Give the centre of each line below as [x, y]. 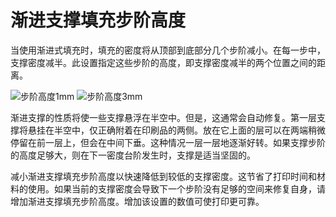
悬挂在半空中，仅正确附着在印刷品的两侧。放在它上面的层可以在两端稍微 [176, 130]
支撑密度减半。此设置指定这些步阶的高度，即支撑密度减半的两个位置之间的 [163, 62]
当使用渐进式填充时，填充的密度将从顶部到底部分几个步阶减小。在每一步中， [168, 50]
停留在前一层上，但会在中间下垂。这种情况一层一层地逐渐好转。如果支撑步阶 [168, 142]
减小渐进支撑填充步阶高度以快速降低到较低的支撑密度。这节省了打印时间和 [163, 176]
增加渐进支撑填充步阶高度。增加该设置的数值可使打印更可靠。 [137, 201]
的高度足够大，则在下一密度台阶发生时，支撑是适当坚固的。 [133, 155]
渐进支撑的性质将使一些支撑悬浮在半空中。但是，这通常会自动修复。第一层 [163, 117]
